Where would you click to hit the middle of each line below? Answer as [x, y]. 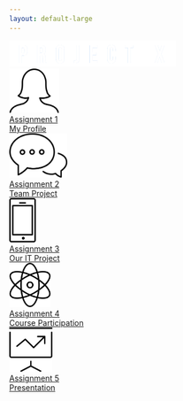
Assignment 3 [34, 249]
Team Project [33, 194]
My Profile [28, 129]
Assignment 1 [34, 120]
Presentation [32, 388]
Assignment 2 [34, 184]
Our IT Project [34, 258]
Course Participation [46, 323]
